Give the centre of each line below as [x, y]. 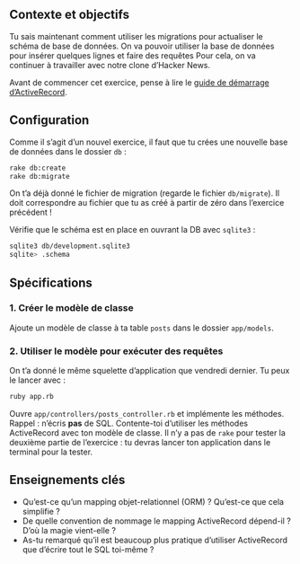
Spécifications [51, 282]
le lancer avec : [37, 380]
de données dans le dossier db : [68, 151]
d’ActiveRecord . [38, 92]
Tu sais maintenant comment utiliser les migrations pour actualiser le [136, 36]
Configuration [49, 120]
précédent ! [31, 212]
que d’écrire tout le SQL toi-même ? [88, 549]
